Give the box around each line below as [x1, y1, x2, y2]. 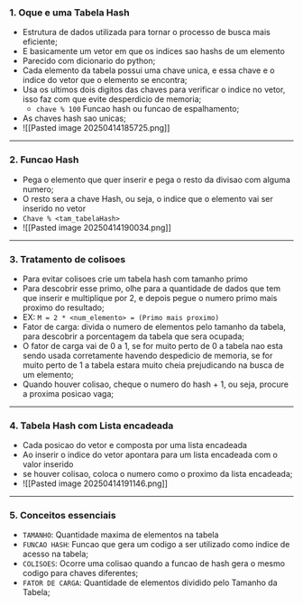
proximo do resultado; [22, 302, 106, 313]
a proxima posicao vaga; [22, 388, 115, 399]
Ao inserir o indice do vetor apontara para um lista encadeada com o [22, 449, 278, 461]
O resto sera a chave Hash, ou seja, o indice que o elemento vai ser [22, 193, 273, 204]
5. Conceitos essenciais [9, 509, 116, 522]
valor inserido [22, 459, 74, 470]
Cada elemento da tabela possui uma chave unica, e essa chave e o [22, 65, 275, 76]
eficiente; [22, 36, 59, 47]
